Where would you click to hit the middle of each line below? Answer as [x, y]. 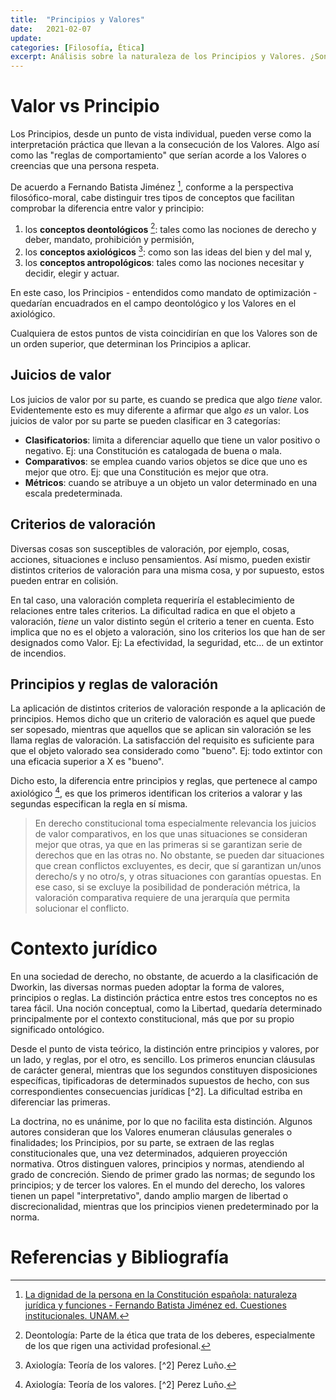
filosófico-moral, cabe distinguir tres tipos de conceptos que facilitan [152, 197]
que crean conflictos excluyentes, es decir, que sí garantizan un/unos [178, 866]
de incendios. [38, 653]
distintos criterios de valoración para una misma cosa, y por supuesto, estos [167, 570]
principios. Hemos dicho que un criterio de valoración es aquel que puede [163, 719]
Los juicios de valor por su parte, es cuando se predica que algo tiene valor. [166, 399]
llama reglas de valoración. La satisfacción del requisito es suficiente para [162, 740]
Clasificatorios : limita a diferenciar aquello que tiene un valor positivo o [172, 440]
